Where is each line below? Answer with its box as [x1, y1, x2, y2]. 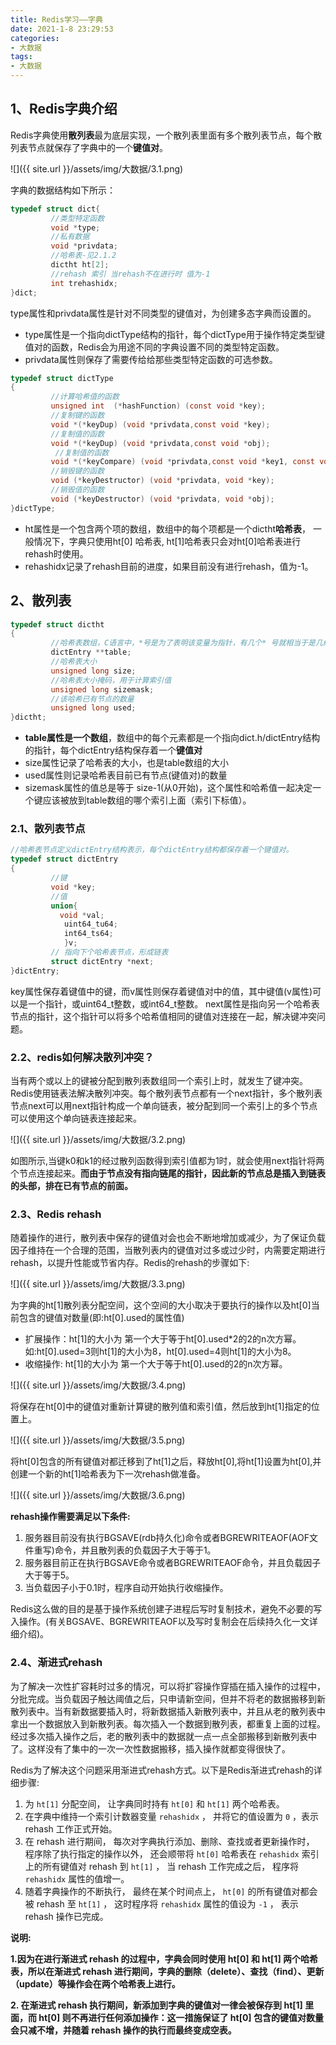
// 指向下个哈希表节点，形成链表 [50, 947, 169, 958]
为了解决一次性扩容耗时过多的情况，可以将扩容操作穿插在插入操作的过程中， [10, 1680, 326, 1692]
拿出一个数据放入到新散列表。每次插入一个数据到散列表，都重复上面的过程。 [10, 1717, 326, 1730]
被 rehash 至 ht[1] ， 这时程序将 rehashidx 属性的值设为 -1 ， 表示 [24, 1897, 299, 1910]
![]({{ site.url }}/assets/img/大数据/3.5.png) [10, 1434, 186, 1446]
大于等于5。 [24, 1569, 75, 1581]
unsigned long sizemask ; [50, 684, 155, 695]
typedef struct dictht [10, 619, 105, 630]
